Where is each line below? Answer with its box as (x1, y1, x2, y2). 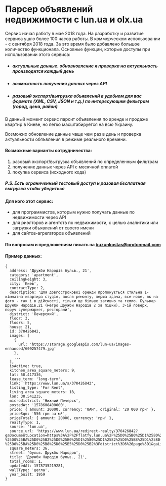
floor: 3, (9, 316, 30, 321)
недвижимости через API (12, 215, 66, 220)
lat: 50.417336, (9, 373, 43, 378)
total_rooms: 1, (9, 459, 43, 464)
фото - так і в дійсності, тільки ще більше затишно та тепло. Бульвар (5, 299, 156, 304)
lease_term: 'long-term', (9, 377, 63, 382)
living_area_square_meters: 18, (9, 390, 77, 395)
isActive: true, (9, 364, 43, 369)
